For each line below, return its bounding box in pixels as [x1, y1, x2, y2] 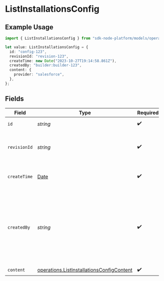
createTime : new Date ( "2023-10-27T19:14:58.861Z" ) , [9, 58, 117, 63]
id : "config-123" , [9, 49, 47, 54]
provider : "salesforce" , [14, 72, 64, 77]
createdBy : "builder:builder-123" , [9, 63, 82, 68]
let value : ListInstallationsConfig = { [5, 45, 89, 49]
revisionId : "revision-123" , [9, 54, 69, 59]
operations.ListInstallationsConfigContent [37, 267, 133, 274]
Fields [5, 94, 24, 103]
